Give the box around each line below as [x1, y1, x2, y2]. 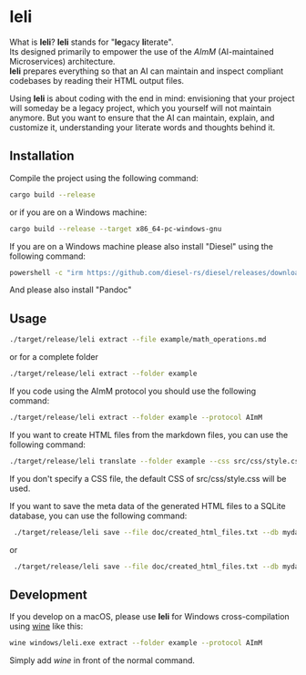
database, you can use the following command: [9, 510, 188, 521]
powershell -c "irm [9, 268, 84, 277]
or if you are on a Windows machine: [9, 207, 148, 218]
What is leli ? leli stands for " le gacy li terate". [9, 36, 174, 47]
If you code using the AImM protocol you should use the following [9, 385, 257, 396]
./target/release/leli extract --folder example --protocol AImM [9, 413, 262, 422]
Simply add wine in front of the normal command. [9, 655, 196, 666]
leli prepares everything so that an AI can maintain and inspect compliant [9, 66, 284, 77]
